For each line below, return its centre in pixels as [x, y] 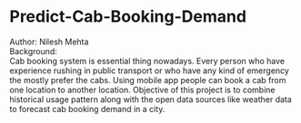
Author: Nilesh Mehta [49, 42]
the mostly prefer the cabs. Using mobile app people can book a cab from [148, 80]
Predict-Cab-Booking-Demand [128, 17]
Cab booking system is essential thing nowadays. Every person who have [147, 61]
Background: [33, 51]
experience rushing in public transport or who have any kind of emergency [149, 71]
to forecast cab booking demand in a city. [87, 109]
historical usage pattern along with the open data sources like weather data [151, 99]
